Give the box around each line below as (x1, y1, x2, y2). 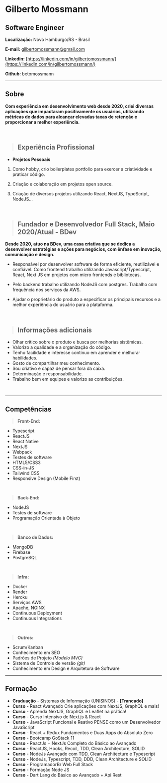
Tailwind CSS (12, 470, 40, 476)
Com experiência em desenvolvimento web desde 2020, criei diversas (5, 103, 154, 109)
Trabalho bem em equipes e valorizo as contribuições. (12, 376, 124, 382)
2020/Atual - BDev (17, 228, 77, 236)
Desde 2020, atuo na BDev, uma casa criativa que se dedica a (5, 241, 135, 247)
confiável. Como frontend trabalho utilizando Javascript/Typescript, (12, 267, 152, 273)
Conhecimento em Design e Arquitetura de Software (12, 665, 120, 671)
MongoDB (12, 544, 33, 550)
